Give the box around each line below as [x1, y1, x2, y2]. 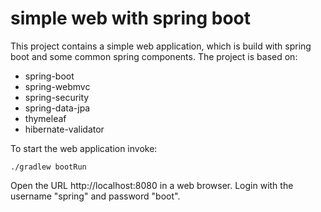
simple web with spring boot [10, 7, 251, 30]
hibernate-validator [24, 123, 105, 135]
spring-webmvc [24, 80, 91, 92]
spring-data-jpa [24, 102, 91, 114]
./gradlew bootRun [10, 162, 87, 172]
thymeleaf [24, 112, 67, 124]
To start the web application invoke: [10, 142, 158, 154]
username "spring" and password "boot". [10, 190, 181, 202]
